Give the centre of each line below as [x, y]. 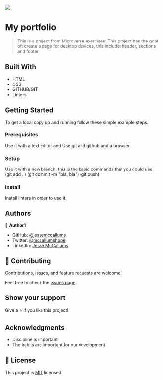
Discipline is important [35, 339]
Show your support [35, 298]
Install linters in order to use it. [36, 198]
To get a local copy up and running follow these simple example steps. [77, 122]
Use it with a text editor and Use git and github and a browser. [68, 145]
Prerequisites [21, 135]
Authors [18, 213]
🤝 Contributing [28, 261]
